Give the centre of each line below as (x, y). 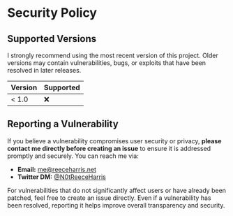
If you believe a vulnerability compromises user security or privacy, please (114, 141)
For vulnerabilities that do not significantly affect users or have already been (117, 190)
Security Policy (52, 13)
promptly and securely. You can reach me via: (73, 156)
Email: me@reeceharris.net (57, 169)
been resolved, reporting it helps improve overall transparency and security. (116, 205)
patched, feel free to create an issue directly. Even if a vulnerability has (109, 198)
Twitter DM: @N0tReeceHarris (61, 177)
